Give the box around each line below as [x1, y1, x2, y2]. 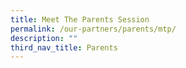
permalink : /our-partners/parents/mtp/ [10, 24, 177, 34]
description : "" [10, 33, 78, 43]
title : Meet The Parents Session [10, 14, 150, 25]
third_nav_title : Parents [10, 42, 118, 53]
